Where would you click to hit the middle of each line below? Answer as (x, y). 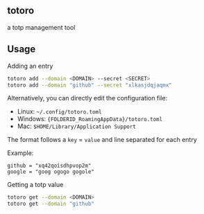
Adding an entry (30, 66)
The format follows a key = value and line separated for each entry (102, 140)
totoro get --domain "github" (51, 204)
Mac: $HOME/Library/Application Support (77, 126)
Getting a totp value (35, 185)
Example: (20, 153)
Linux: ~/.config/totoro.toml (59, 112)
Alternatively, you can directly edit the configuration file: (87, 98)
